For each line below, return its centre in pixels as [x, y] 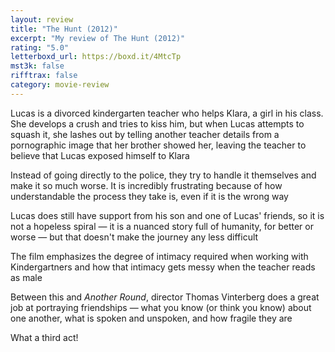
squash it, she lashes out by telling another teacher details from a [145, 134]
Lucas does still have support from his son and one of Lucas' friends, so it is [167, 215]
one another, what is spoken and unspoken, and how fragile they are [151, 318]
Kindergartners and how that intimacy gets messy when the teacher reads [163, 267]
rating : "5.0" [40, 47]
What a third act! [44, 337]
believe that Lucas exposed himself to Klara [100, 155]
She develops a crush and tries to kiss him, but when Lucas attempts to [157, 123]
